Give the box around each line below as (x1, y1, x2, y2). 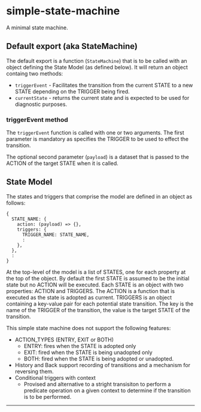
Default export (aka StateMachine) (6, 41, 138, 51)
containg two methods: (6, 70, 63, 77)
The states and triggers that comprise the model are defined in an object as (6, 193, 193, 200)
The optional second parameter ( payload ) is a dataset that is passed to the (6, 154, 190, 161)
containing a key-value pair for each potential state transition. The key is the (6, 300, 194, 307)
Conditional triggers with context (14, 374, 96, 381)
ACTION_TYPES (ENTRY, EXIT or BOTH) (14, 336, 114, 343)
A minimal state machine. (6, 24, 69, 31)
